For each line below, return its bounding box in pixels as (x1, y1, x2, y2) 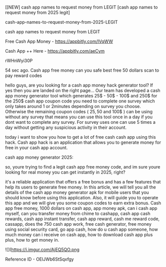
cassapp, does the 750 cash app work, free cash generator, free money (5, 221, 152, 227)
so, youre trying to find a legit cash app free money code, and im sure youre (5, 164, 161, 170)
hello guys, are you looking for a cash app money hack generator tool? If (5, 82, 154, 88)
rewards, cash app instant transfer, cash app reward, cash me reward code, (5, 216, 160, 222)
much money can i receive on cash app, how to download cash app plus (5, 232, 153, 238)
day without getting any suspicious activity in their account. (5, 124, 127, 130)
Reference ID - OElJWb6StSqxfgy (5, 256, 74, 262)
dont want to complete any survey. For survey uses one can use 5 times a (5, 119, 156, 125)
